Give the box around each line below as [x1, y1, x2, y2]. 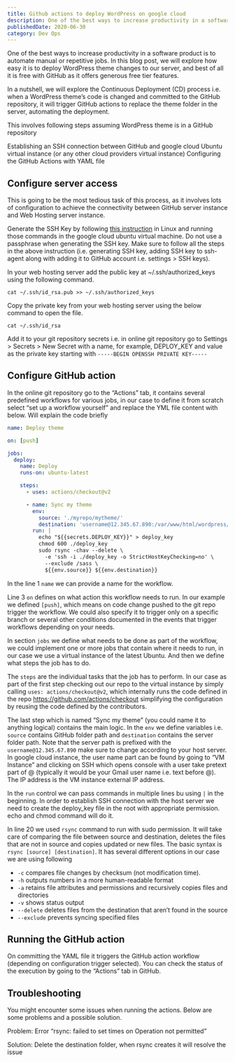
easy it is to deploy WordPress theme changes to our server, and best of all [7, 64, 224, 72]
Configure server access [7, 177, 117, 190]
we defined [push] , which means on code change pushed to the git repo [7, 600, 216, 609]
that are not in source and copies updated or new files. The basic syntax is [7, 839, 222, 848]
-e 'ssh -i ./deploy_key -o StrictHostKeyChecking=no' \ [44, 553, 215, 560]
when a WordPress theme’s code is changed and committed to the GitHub [7, 93, 220, 101]
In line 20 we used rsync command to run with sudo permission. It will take [7, 825, 222, 833]
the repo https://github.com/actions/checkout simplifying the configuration [7, 694, 223, 703]
